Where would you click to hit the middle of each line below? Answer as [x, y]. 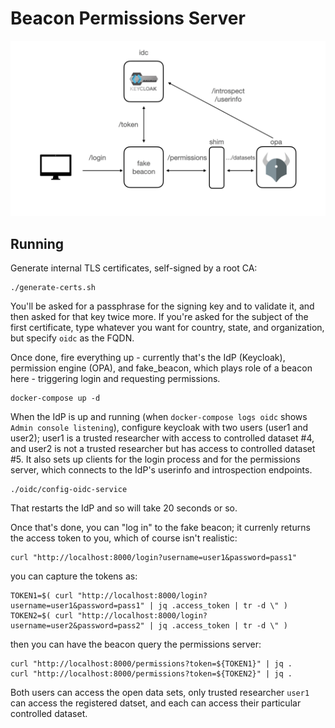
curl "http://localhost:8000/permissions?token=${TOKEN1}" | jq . [151, 664]
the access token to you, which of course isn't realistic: [124, 538]
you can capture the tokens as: [74, 576]
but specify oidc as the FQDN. [72, 338]
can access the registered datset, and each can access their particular [156, 703]
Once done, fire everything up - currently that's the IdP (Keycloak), [148, 358]
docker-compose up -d [55, 398]
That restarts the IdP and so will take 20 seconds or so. [124, 508]
